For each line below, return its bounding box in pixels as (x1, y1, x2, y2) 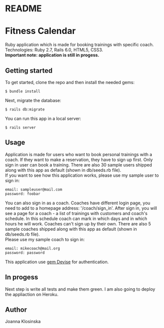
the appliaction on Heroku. (5, 291, 59, 297)
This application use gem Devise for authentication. (5, 259, 109, 265)
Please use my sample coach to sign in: (5, 236, 85, 242)
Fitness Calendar (5, 26, 76, 37)
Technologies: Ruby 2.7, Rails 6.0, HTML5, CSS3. (5, 47, 103, 53)
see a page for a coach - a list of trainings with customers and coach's (5, 210, 148, 216)
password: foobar (5, 191, 41, 196)
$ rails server (5, 125, 36, 130)
